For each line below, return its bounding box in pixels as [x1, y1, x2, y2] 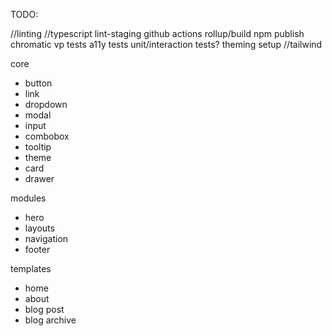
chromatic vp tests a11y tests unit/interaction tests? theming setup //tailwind [10, 39, 323, 50]
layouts [24, 222, 55, 234]
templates [10, 263, 52, 274]
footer [24, 244, 51, 255]
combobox [24, 130, 70, 142]
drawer [24, 173, 55, 184]
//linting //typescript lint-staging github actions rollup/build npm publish [10, 28, 305, 39]
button [24, 77, 53, 89]
